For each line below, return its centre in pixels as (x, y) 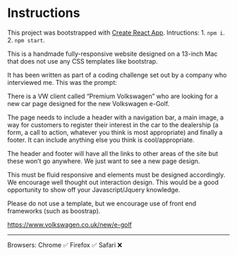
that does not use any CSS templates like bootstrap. (83, 61)
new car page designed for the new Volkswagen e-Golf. (89, 103)
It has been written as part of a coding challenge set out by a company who (117, 75)
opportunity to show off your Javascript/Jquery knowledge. (94, 189)
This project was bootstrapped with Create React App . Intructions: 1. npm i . (116, 32)
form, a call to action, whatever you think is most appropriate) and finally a (115, 132)
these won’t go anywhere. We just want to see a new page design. (104, 161)
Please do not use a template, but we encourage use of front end (102, 203)
